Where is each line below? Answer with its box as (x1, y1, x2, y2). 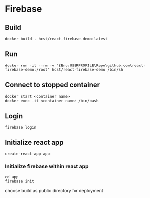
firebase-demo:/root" (5, 67, 50, 72)
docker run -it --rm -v (5, 63, 55, 68)
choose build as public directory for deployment (5, 187, 103, 193)
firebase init (5, 179, 35, 184)
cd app (5, 174, 19, 179)
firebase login (5, 125, 37, 130)
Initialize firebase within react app (5, 163, 89, 170)
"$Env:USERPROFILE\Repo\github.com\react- (56, 63, 146, 68)
